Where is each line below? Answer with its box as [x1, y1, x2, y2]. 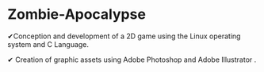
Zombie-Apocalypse [7, 5, 146, 23]
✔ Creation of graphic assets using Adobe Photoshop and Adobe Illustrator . [7, 55, 257, 64]
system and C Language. [7, 39, 89, 49]
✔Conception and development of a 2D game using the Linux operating [7, 31, 241, 41]
